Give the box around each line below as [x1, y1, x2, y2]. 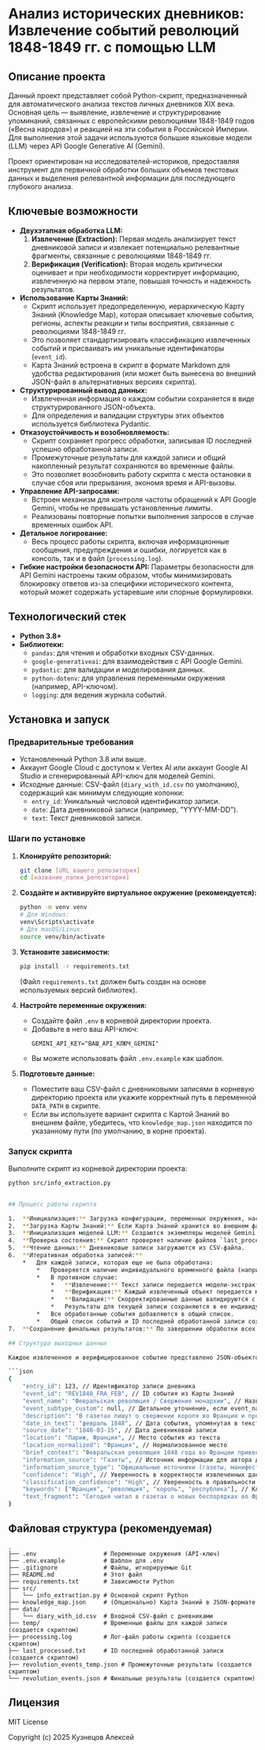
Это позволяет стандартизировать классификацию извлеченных [31, 335, 251, 344]
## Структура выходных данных [8, 1339, 108, 1347]
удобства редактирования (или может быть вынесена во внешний [31, 369, 256, 378]
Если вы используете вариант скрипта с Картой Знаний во [31, 1109, 230, 1119]
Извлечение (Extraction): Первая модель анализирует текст [31, 234, 237, 244]
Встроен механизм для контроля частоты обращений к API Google [31, 494, 257, 504]
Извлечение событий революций [8, 21, 240, 40]
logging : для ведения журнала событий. [31, 690, 167, 699]
